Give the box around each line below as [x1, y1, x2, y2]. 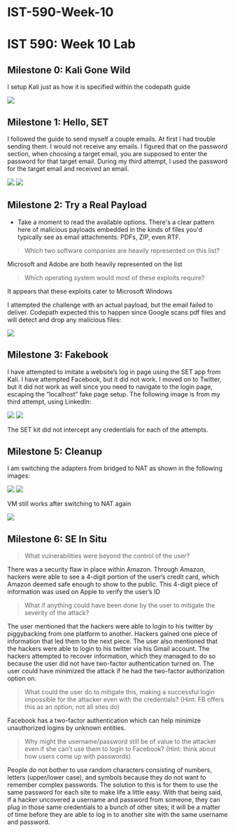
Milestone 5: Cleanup [7, 446, 103, 457]
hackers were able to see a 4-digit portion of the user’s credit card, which [7, 572, 220, 581]
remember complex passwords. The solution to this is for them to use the [7, 780, 218, 789]
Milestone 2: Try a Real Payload [7, 199, 148, 211]
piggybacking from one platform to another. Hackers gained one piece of [7, 630, 218, 638]
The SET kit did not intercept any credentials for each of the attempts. [7, 425, 208, 434]
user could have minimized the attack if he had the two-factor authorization [7, 667, 225, 675]
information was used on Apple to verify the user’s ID [7, 588, 161, 596]
